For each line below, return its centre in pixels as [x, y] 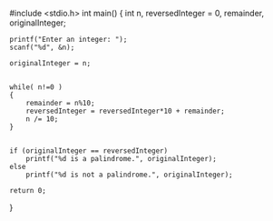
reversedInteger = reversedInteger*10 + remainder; [125, 111]
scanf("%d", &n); [42, 47]
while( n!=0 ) [36, 87]
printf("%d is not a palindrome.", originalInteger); [129, 175]
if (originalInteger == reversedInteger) [89, 151]
